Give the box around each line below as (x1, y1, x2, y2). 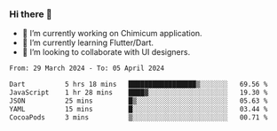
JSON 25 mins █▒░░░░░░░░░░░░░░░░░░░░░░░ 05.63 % (9, 96, 268, 105)
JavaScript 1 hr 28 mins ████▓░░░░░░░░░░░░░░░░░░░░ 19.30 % (9, 89, 268, 97)
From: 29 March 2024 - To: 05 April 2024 (9, 64, 165, 73)
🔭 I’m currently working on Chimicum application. (21, 28, 202, 39)
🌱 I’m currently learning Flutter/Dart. (21, 37, 154, 48)
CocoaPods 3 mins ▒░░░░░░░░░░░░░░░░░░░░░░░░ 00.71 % (9, 112, 268, 122)
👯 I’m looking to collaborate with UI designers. (21, 47, 191, 58)
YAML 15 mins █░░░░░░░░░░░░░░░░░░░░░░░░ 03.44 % (9, 104, 268, 113)
